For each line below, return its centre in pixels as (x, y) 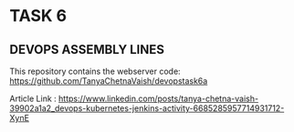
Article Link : (33, 98)
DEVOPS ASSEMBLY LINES (87, 50)
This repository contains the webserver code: (95, 71)
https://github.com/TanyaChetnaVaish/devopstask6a (109, 81)
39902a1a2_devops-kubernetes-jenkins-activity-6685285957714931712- (147, 108)
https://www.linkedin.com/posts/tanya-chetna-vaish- (158, 98)
